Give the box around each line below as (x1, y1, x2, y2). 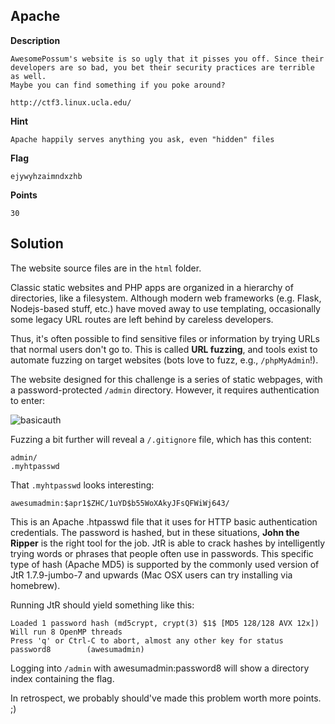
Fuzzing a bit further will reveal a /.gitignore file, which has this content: (10, 433, 312, 445)
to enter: (10, 394, 46, 406)
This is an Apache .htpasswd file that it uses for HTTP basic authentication (10, 515, 318, 528)
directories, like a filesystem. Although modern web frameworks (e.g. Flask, (10, 292, 322, 304)
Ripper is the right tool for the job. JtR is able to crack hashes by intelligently (10, 537, 326, 549)
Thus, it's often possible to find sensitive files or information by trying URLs (10, 332, 320, 344)
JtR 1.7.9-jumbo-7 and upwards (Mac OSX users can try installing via (10, 569, 293, 581)
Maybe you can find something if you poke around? (10, 80, 226, 90)
